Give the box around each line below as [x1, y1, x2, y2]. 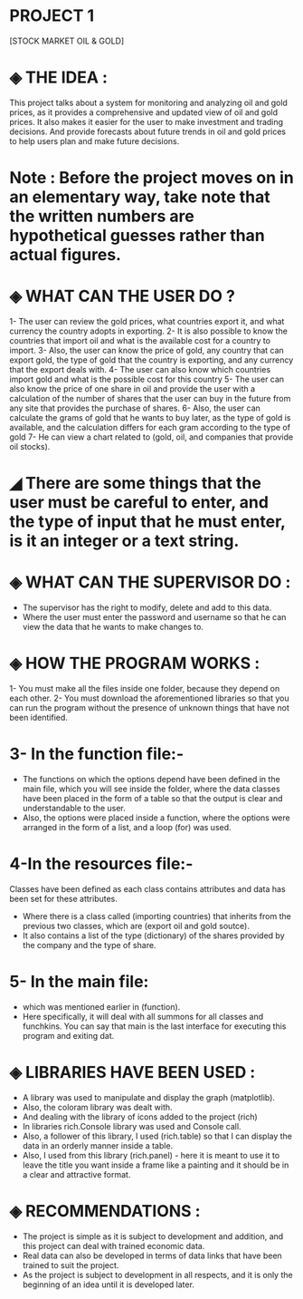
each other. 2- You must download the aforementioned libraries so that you [9, 693, 289, 703]
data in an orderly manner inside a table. [22, 1139, 174, 1151]
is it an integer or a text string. [9, 531, 240, 551]
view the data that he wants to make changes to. [22, 622, 204, 633]
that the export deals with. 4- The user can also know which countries [9, 364, 271, 374]
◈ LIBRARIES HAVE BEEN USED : [9, 1062, 256, 1083]
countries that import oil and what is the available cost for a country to [9, 335, 271, 345]
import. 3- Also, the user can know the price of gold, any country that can [9, 345, 285, 355]
